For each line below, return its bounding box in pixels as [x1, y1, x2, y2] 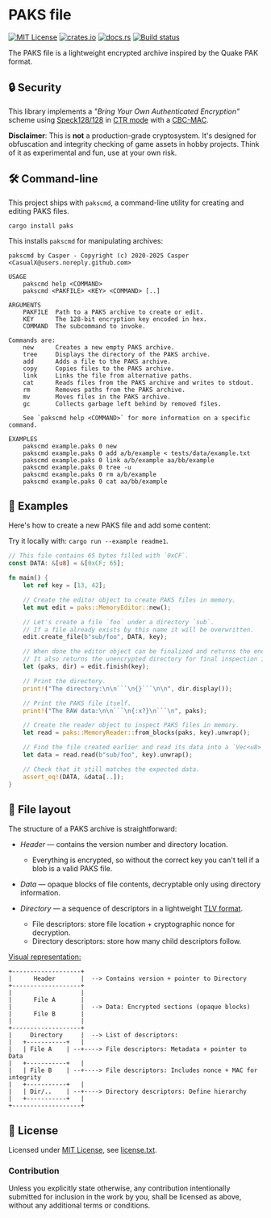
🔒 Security [8, 81, 62, 94]
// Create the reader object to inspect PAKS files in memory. [23, 721, 240, 729]
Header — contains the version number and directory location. [19, 840, 228, 849]
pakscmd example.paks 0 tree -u [23, 463, 131, 471]
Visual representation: [8, 952, 81, 961]
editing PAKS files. [8, 206, 70, 215]
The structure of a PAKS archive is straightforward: [8, 824, 177, 834]
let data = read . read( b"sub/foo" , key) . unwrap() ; [23, 751, 194, 759]
